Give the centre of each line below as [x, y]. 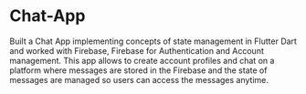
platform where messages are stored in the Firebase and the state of [138, 70]
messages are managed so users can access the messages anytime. [139, 79]
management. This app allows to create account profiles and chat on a [142, 60]
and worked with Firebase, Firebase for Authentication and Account [137, 50]
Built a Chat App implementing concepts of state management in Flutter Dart [153, 41]
